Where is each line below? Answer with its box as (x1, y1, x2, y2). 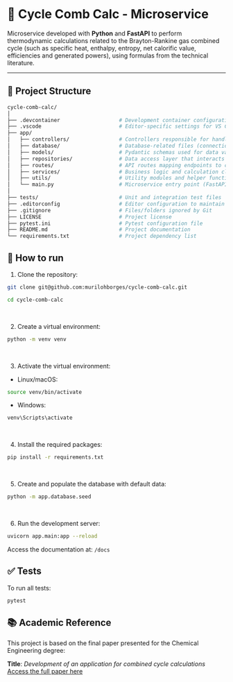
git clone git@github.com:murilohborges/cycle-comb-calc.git (7, 284, 188, 291)
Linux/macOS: (17, 375, 58, 384)
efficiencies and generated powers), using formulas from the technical (7, 51, 209, 60)
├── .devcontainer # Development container (7, 117, 191, 123)
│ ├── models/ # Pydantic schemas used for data (7, 148, 218, 155)
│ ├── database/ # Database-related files (7, 142, 194, 149)
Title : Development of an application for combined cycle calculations (7, 659, 206, 668)
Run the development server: (17, 520, 101, 528)
